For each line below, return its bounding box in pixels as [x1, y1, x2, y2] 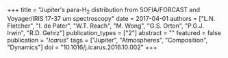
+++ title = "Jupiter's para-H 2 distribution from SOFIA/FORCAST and [7, 6, 201, 16]
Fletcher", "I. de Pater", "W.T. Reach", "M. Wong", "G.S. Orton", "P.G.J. [7, 22, 204, 30]
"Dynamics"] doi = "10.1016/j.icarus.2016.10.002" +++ [7, 43, 157, 51]
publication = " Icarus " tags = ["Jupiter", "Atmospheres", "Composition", [7, 36, 208, 44]
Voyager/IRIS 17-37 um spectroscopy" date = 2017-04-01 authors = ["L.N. [7, 14, 216, 22]
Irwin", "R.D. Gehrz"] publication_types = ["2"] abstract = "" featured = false [7, 28, 221, 36]
